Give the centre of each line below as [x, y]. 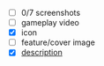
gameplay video [50, 23]
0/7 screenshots [51, 13]
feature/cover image [58, 42]
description [41, 53]
